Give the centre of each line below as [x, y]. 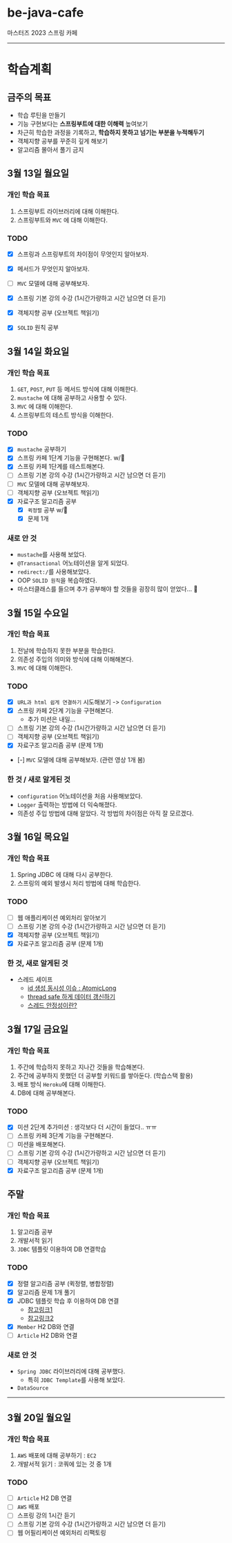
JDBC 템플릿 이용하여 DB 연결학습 [62, 1249]
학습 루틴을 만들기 [41, 115]
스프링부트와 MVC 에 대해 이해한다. [62, 220]
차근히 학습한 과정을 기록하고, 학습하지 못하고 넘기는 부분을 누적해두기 [111, 132]
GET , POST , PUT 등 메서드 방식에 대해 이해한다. [77, 389]
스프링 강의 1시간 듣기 [46, 1515]
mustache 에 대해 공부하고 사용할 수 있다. [72, 398]
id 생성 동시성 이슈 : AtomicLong [72, 988]
